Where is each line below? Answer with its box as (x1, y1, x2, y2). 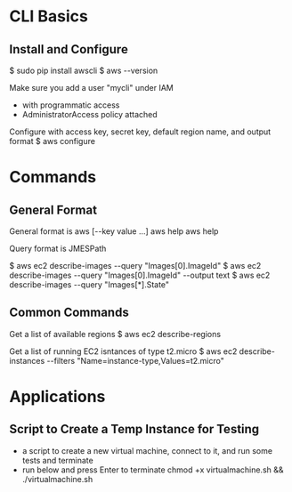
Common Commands (9, 305, 129, 320)
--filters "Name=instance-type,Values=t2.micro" (46, 355, 224, 366)
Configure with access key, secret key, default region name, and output (9, 126, 272, 137)
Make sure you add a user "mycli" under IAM (9, 83, 174, 93)
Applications (9, 387, 106, 407)
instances (9, 355, 45, 366)
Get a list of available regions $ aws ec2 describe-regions (9, 328, 221, 339)
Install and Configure (9, 42, 129, 57)
